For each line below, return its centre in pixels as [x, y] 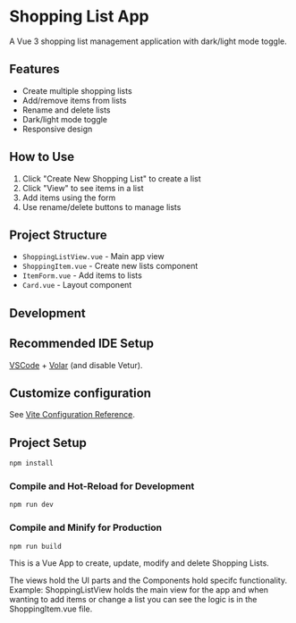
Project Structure [58, 235]
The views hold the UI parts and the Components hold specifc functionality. [148, 581]
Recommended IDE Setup [82, 344]
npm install [31, 463]
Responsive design [57, 129]
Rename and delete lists [66, 110]
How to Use [42, 157]
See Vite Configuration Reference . [72, 415]
